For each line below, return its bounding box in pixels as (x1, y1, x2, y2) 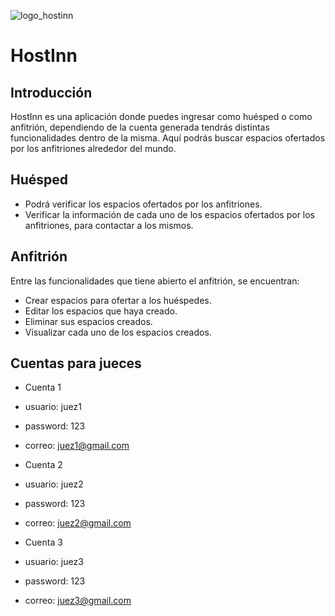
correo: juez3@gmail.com (24, 595, 132, 607)
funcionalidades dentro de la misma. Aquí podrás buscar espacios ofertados (10, 132, 326, 144)
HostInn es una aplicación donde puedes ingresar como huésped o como (10, 111, 313, 122)
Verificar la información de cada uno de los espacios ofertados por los (24, 208, 316, 220)
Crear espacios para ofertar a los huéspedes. (24, 294, 212, 306)
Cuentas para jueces (10, 355, 142, 372)
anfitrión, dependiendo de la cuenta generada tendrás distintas (10, 121, 270, 133)
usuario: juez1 (24, 401, 82, 413)
